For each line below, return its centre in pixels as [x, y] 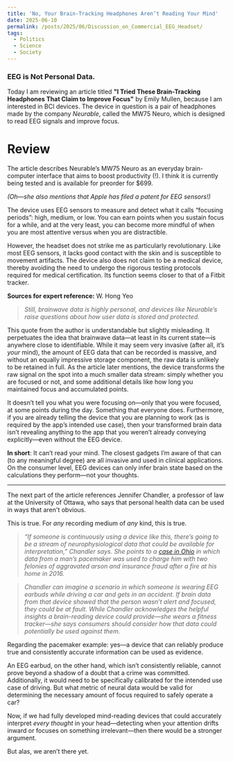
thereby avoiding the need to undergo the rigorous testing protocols [104, 268]
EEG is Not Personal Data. [51, 76]
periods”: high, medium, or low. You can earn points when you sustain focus [115, 218]
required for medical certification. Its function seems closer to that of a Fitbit [116, 276]
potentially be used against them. [72, 632]
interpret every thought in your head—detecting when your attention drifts [113, 723]
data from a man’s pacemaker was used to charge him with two [116, 559]
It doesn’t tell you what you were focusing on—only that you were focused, [114, 403]
